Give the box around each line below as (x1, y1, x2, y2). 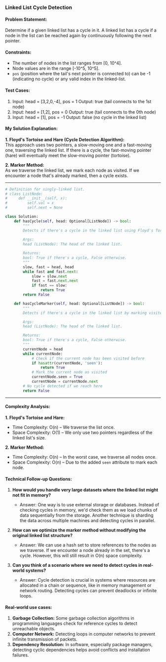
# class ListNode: (5, 191, 43, 196)
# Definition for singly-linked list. (5, 186, 85, 192)
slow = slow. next (31, 274, 68, 279)
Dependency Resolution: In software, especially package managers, (12, 642, 153, 648)
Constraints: (5, 49, 32, 55)
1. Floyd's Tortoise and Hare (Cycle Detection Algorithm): (5, 136, 124, 142)
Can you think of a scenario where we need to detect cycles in (12, 562, 142, 568)
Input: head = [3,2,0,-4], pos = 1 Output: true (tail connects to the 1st (12, 98, 152, 104)
